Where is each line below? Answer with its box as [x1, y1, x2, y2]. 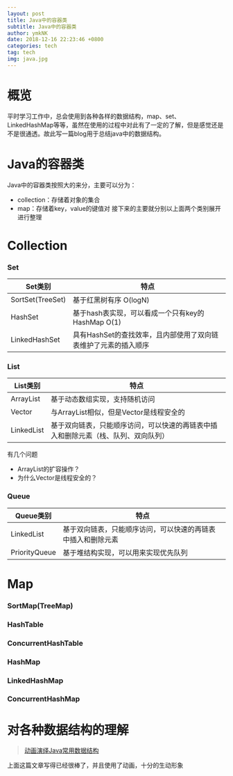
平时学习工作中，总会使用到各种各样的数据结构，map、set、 [7, 112, 180, 120]
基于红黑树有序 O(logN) [72, 295, 150, 305]
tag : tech [7, 49, 36, 56]
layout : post [7, 10, 45, 17]
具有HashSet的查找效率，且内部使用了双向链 [72, 330, 218, 340]
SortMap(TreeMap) [7, 601, 74, 610]
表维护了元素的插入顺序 [72, 340, 150, 350]
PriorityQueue [10, 547, 57, 557]
